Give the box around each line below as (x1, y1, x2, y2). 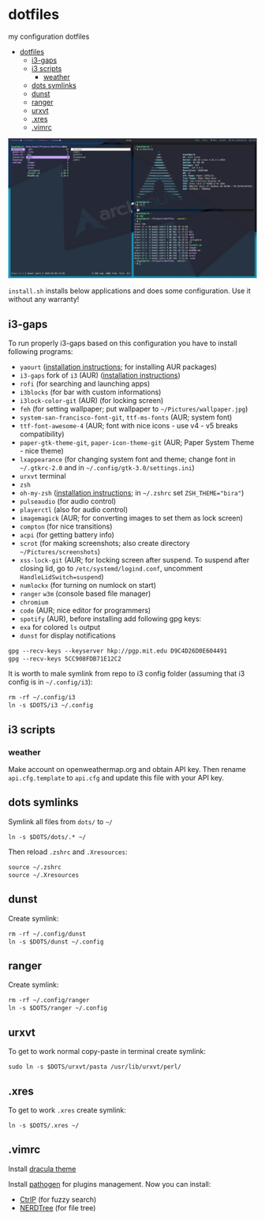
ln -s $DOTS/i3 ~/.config (8, 702, 93, 710)
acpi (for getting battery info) (19, 530, 114, 540)
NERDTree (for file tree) (19, 1203, 96, 1212)
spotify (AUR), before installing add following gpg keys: (19, 614, 202, 623)
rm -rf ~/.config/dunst (8, 930, 87, 938)
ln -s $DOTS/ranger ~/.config (8, 1004, 108, 1012)
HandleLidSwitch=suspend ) (19, 572, 104, 582)
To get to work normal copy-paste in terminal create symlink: (8, 1047, 207, 1056)
